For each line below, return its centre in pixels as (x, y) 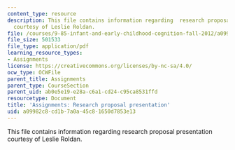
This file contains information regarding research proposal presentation (110, 131)
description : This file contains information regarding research (106, 20)
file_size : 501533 (34, 40)
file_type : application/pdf (48, 46)
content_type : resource (42, 14)
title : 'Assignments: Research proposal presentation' (89, 105)
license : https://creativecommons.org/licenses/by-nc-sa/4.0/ (100, 66)
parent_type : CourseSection (48, 86)
